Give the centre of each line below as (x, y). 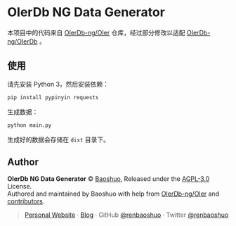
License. (20, 187)
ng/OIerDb (22, 41)
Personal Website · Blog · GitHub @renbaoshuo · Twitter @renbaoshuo (126, 215)
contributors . (26, 201)
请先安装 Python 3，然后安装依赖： (58, 84)
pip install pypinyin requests (53, 97)
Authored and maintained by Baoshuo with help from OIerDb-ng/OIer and (113, 194)
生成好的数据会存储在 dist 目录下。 (59, 139)
